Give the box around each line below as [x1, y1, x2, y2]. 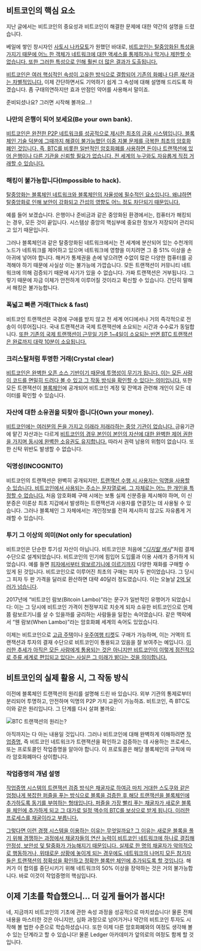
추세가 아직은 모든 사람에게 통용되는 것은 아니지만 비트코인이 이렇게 [17, 646, 174, 653]
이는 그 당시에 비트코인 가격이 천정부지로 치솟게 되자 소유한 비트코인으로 [14, 603, 182, 611]
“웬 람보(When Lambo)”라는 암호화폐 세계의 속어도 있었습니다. [12, 618, 160, 626]
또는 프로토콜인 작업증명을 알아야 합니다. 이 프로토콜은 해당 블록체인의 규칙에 [6, 745, 185, 752]
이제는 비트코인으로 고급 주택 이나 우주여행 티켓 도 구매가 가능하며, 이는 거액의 [6, 631, 185, 638]
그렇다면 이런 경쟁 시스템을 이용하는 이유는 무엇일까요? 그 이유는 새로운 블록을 [6, 827, 188, 834]
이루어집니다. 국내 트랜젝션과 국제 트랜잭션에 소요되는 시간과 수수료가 [17, 323, 179, 330]
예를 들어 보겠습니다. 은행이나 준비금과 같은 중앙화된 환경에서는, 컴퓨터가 [6, 211, 175, 219]
